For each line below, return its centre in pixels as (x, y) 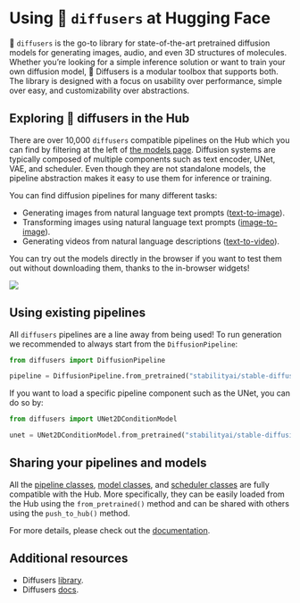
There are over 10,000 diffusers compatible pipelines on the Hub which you (150, 140)
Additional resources (69, 559)
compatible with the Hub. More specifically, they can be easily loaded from (147, 494)
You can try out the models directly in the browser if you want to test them (146, 258)
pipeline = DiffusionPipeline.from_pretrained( (100, 376)
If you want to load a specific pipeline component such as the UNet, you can (150, 393)
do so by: (26, 403)
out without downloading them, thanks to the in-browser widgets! (129, 268)
